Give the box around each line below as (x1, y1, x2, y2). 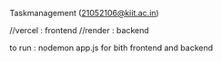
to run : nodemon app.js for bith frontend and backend (9, 42, 214, 53)
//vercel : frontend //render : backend (9, 25, 150, 35)
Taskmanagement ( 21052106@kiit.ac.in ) (9, 8, 159, 18)
